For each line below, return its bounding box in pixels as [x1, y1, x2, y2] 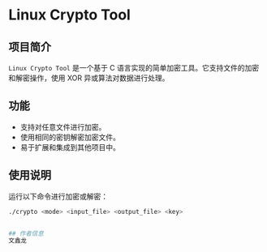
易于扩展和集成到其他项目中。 [19, 142, 120, 152]
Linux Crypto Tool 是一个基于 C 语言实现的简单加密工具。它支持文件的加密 [8, 63, 260, 72]
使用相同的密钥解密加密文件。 [19, 132, 120, 142]
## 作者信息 [8, 229, 45, 237]
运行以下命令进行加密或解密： [8, 191, 108, 201]
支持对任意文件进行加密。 [19, 122, 106, 131]
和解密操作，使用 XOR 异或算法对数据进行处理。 [8, 73, 170, 83]
